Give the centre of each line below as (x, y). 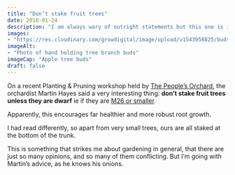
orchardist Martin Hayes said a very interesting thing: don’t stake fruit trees (116, 93)
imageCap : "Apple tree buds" (50, 59)
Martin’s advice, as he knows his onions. (65, 163)
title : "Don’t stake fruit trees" (58, 14)
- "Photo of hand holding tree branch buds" (73, 53)
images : (19, 33)
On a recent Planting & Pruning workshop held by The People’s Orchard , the (116, 85)
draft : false (26, 66)
